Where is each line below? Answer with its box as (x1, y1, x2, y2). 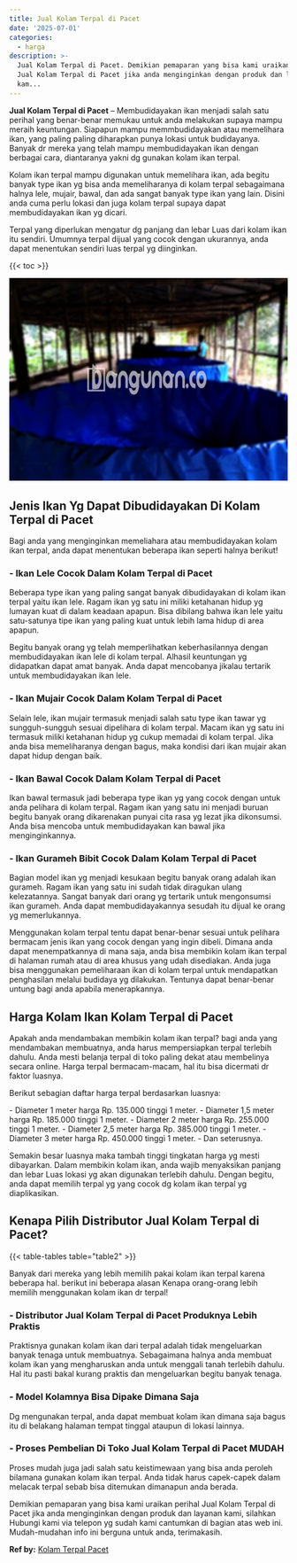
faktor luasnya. (9, 1070, 64, 1081)
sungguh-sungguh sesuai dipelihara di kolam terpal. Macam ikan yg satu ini (9, 722, 285, 733)
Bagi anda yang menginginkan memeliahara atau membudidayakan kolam (9, 536, 278, 547)
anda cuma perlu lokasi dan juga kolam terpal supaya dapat (9, 198, 226, 208)
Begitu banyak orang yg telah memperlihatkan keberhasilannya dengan (9, 642, 269, 653)
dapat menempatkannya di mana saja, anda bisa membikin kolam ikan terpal (9, 946, 287, 957)
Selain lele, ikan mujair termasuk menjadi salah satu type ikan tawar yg (9, 712, 267, 723)
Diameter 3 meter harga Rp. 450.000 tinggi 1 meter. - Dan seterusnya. (9, 1133, 263, 1144)
